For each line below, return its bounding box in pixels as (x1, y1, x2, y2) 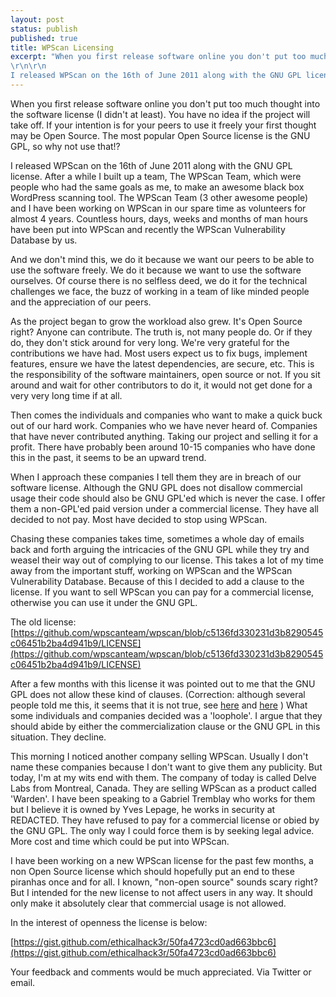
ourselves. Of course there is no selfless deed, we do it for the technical (10, 274, 308, 286)
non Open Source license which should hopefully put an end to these (10, 865, 295, 877)
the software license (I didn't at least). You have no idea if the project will (10, 108, 311, 120)
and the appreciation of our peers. (10, 296, 152, 308)
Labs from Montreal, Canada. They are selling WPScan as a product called (10, 782, 317, 794)
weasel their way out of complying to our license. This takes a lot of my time (10, 554, 324, 566)
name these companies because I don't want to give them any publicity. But (10, 761, 323, 773)
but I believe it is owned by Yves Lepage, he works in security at (10, 803, 276, 815)
